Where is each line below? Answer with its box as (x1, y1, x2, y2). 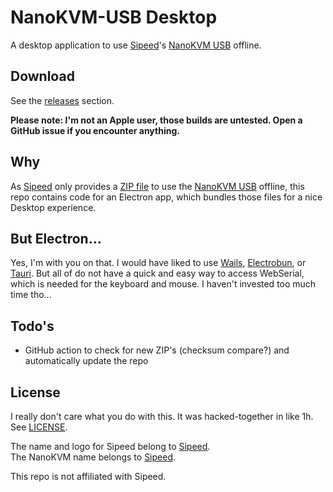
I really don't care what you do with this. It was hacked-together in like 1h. (10, 411, 314, 422)
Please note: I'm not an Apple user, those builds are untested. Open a (10, 114, 303, 126)
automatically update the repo (24, 355, 149, 367)
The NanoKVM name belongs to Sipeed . (10, 451, 177, 463)
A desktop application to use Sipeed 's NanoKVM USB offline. (10, 39, 262, 51)
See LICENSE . (10, 421, 68, 433)
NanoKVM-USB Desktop (10, 6, 218, 29)
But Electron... (10, 230, 102, 247)
